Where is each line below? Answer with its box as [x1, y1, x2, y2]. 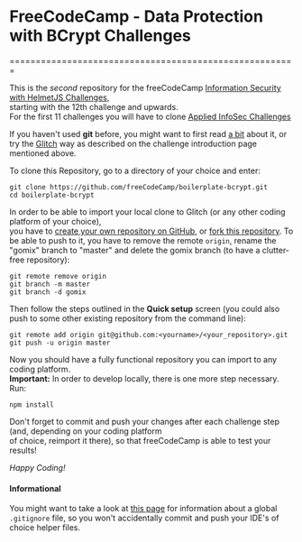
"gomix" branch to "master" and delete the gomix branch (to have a [9, 244, 261, 255]
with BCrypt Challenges [9, 25, 191, 46]
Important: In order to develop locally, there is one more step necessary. [9, 372, 279, 384]
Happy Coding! [9, 462, 66, 473]
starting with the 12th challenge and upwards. [9, 101, 178, 112]
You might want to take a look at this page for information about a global [9, 503, 278, 514]
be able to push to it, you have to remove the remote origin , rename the [9, 234, 277, 245]
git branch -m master [9, 280, 91, 289]
